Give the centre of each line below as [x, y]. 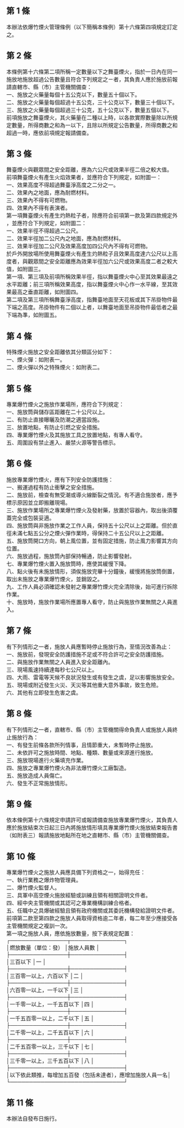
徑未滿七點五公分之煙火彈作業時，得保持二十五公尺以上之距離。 [86, 533]
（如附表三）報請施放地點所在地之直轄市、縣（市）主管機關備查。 [89, 835]
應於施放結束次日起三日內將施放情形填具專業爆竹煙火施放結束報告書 [92, 828]
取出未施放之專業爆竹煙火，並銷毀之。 [54, 579]
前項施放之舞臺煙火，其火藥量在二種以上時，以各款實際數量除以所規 [92, 117]
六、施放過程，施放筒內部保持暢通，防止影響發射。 [71, 556]
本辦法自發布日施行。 [33, 1118]
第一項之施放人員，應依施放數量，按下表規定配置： [71, 933]
